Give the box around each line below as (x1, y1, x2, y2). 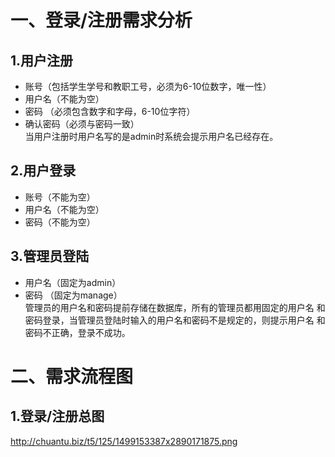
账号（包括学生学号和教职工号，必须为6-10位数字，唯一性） (24, 81, 272, 92)
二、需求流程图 (10, 365, 134, 388)
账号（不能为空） (24, 191, 96, 203)
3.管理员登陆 (10, 248, 90, 265)
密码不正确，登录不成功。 (24, 326, 131, 338)
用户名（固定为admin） (24, 276, 122, 288)
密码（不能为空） (24, 216, 96, 228)
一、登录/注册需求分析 (10, 9, 193, 32)
